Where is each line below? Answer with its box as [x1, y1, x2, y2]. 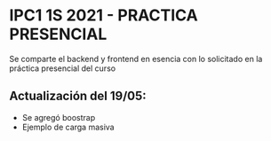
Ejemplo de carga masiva [21, 121, 115, 132]
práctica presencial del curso [9, 63, 116, 74]
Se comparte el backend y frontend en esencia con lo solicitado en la [9, 53, 263, 64]
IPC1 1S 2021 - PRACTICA [9, 5, 198, 26]
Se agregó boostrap [21, 112, 96, 122]
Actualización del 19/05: [9, 89, 147, 104]
